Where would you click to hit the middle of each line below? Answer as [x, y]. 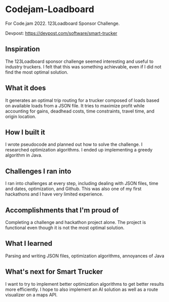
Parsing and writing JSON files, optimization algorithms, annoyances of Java [85, 256]
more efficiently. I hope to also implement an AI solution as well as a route [82, 289]
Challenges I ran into [38, 171]
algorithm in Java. [24, 155]
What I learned [29, 243]
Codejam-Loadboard [50, 9]
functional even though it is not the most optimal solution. [65, 228]
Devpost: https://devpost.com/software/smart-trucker [61, 33]
